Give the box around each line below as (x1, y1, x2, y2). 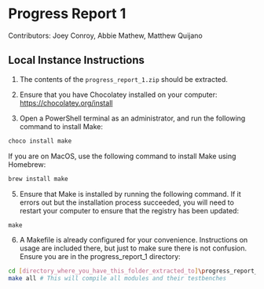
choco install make (8, 137, 72, 145)
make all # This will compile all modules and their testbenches (8, 275, 226, 283)
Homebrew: (8, 159, 46, 169)
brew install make (8, 175, 68, 183)
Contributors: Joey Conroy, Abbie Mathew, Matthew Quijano (8, 31, 203, 40)
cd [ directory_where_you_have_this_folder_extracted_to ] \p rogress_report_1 (8, 267, 262, 276)
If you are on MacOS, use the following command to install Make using (8, 151, 236, 161)
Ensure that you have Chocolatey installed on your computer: (19, 90, 218, 99)
